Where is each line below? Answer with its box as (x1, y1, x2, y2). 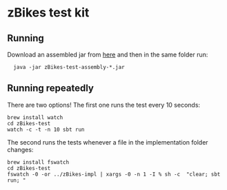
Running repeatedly (7, 83, 95, 94)
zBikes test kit (7, 5, 90, 21)
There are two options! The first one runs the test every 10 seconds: (7, 101, 201, 109)
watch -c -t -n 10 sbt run (7, 126, 85, 133)
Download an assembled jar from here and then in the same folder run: (7, 50, 208, 59)
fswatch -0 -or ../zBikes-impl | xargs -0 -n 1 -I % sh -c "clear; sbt (7, 171, 221, 178)
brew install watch (7, 114, 63, 121)
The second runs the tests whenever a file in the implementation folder (7, 138, 208, 146)
